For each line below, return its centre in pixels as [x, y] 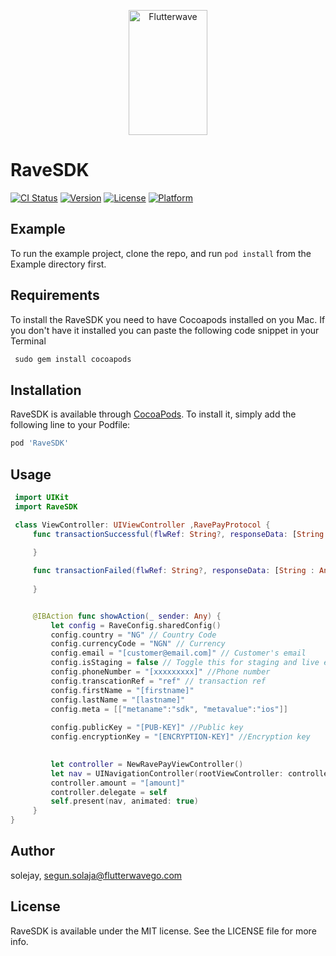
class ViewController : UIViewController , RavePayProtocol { [142, 525]
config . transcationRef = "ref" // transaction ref [158, 681]
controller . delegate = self [109, 792]
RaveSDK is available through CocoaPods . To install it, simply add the [153, 414]
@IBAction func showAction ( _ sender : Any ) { [127, 616]
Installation [46, 390]
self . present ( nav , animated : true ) [124, 801]
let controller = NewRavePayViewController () [147, 764]
